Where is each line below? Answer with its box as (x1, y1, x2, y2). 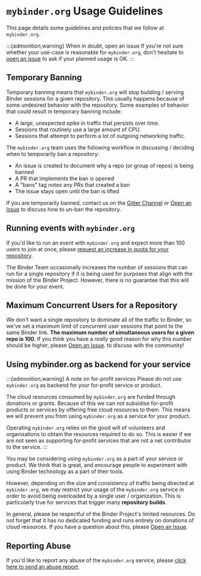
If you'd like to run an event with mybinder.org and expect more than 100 (6, 239, 185, 246)
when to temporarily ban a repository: (6, 150, 100, 157)
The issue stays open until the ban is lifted (14, 187, 119, 195)
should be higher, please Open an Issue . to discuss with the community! (6, 342, 184, 349)
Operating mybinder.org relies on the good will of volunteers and (6, 424, 166, 431)
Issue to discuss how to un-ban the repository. (6, 205, 121, 213)
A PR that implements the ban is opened (14, 175, 115, 182)
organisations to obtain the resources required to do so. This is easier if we (6, 431, 191, 438)
